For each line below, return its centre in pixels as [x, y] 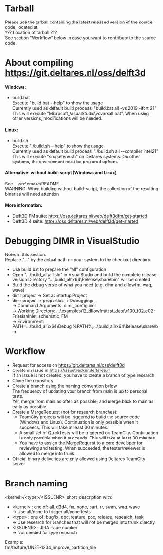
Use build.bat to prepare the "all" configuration [59, 269]
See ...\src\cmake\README [32, 184]
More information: [24, 205]
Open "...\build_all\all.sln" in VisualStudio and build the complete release [84, 274]
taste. [18, 396]
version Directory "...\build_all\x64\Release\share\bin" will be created [81, 279]
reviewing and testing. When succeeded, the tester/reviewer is [82, 448]
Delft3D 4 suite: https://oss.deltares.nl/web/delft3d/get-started [75, 221]
